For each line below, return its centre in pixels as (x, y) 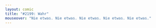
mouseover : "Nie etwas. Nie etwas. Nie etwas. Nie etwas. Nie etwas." (78, 18)
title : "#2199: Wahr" (27, 14)
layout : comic (19, 9)
